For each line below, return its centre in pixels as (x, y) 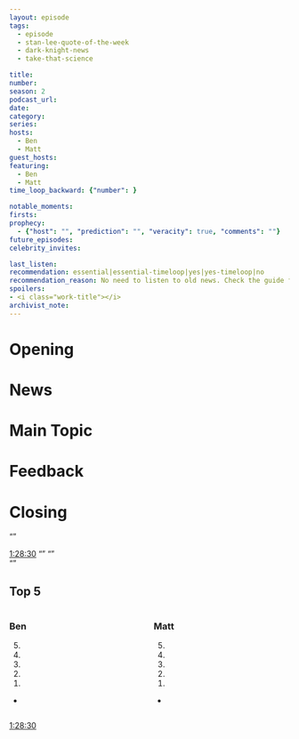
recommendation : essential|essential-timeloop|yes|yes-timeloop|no (137, 272)
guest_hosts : (33, 157)
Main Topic (51, 431)
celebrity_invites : (45, 248)
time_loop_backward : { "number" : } (73, 191)
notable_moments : (41, 207)
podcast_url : (33, 100)
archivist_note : (39, 305)
